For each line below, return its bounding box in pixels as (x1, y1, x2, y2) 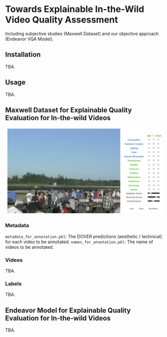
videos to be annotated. (5, 244, 54, 250)
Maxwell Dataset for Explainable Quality (5, 106, 132, 114)
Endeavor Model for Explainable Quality (5, 306, 131, 315)
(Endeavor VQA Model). (5, 36, 54, 42)
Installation (5, 50, 41, 59)
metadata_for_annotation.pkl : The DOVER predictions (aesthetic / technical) (5, 233, 163, 239)
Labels (5, 280, 22, 287)
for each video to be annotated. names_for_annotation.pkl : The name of (5, 239, 154, 245)
